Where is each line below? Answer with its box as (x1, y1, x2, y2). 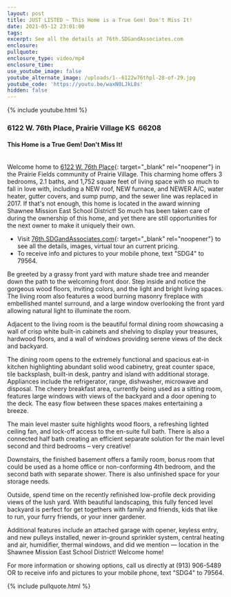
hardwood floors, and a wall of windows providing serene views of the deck (7, 335, 223, 343)
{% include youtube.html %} (7, 106, 88, 114)
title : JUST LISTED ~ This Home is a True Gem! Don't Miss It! (7, 17, 193, 23)
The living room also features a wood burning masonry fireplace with (7, 292, 203, 301)
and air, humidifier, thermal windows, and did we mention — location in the (7, 540, 219, 549)
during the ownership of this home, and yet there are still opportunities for (7, 214, 217, 223)
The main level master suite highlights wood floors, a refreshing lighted (7, 420, 209, 428)
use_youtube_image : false (7, 68, 81, 74)
